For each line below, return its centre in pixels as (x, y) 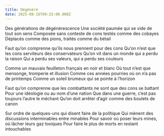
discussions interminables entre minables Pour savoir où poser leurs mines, (81, 118)
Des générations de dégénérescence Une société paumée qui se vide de (79, 28)
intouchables (18, 129)
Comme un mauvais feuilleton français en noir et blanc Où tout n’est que (78, 68)
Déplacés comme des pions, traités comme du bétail (58, 39)
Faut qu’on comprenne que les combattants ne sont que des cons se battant (82, 88)
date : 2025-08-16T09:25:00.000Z (38, 14)
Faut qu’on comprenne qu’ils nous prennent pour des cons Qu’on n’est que (80, 48)
